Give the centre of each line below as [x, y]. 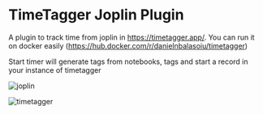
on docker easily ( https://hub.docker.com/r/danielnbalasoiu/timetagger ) [128, 45]
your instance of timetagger [55, 70]
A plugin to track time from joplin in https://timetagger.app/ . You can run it [131, 37]
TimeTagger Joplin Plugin [96, 15]
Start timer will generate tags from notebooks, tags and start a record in [129, 61]
